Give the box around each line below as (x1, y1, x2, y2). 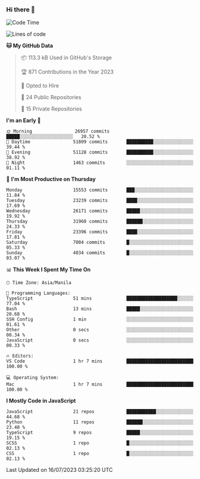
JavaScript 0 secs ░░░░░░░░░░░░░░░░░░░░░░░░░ (6, 337, 194, 343)
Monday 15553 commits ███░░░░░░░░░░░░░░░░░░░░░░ (6, 187, 194, 193)
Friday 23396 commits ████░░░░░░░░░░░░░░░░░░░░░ (6, 229, 194, 235)
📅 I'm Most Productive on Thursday (6, 176, 96, 183)
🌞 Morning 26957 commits (6, 129, 110, 135)
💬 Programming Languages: (6, 290, 70, 297)
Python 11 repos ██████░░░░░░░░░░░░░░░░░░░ (6, 419, 194, 425)
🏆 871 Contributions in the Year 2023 (20, 68, 114, 75)
